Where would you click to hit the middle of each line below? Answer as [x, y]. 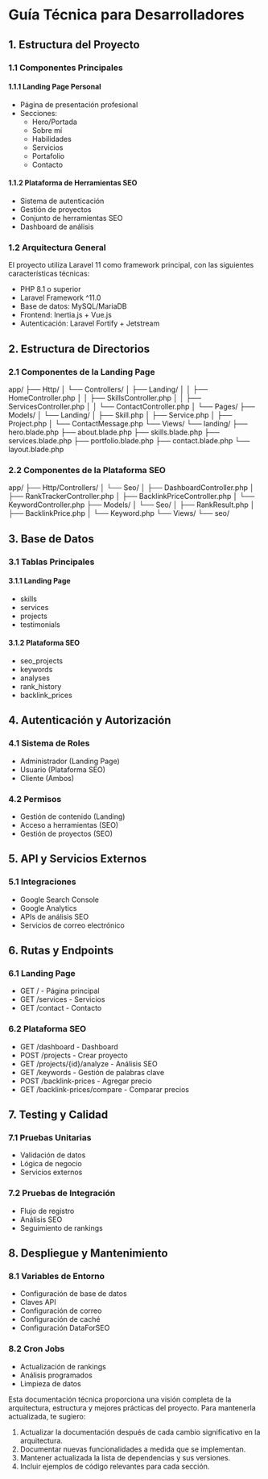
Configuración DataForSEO [65, 1328]
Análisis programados [56, 1375]
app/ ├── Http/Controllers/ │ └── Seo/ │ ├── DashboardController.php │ [132, 488]
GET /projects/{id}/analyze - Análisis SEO [89, 1064]
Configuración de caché [60, 1319]
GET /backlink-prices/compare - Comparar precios [104, 1089]
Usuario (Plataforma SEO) [63, 769]
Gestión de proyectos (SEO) [66, 833]
